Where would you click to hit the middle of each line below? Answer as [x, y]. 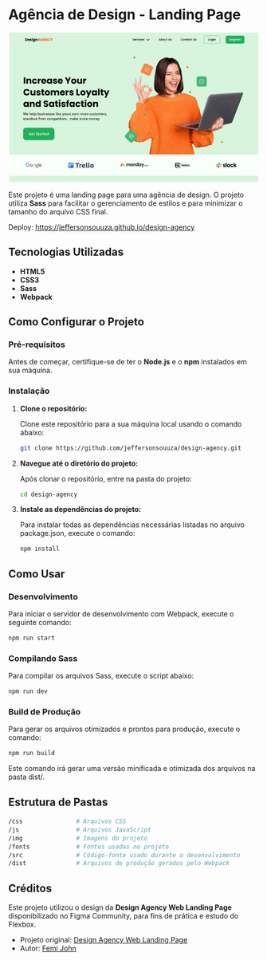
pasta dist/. [27, 777]
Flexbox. [22, 925]
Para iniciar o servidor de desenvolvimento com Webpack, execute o [121, 614]
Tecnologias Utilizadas [66, 252]
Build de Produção [45, 712]
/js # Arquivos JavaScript [80, 830]
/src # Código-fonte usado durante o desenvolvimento [124, 855]
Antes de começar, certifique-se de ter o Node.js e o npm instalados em [128, 362]
